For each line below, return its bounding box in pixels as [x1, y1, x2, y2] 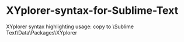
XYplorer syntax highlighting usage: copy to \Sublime [6, 23, 134, 30]
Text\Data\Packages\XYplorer [6, 29, 78, 36]
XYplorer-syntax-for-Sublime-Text [6, 4, 179, 17]
